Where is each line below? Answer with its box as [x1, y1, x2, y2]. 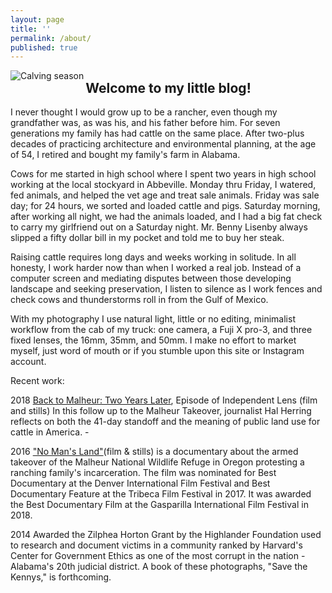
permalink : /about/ [10, 33, 92, 43]
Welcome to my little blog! [85, 79, 252, 96]
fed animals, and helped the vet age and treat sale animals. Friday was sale [10, 189, 320, 201]
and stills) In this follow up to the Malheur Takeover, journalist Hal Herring [10, 405, 312, 417]
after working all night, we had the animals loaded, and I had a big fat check [10, 211, 323, 223]
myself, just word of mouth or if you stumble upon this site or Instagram [10, 345, 305, 357]
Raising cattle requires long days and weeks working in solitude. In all [10, 251, 297, 263]
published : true [10, 42, 78, 53]
